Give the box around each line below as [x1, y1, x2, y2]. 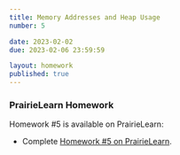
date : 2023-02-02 [9, 37, 74, 46]
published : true [9, 70, 69, 79]
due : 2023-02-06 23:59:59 [9, 45, 105, 54]
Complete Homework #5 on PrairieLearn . [21, 136, 173, 147]
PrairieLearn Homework [9, 98, 114, 111]
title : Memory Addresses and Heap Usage [9, 12, 161, 22]
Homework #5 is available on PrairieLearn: [9, 119, 164, 129]
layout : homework [9, 61, 74, 71]
